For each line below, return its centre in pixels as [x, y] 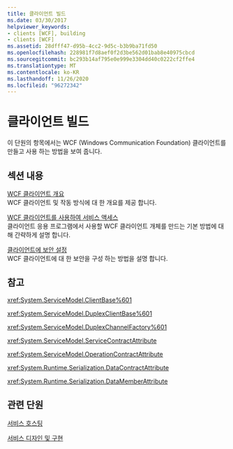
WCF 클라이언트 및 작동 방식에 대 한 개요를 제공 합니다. [82, 202]
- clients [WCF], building [46, 33]
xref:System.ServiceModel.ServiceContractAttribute [82, 341]
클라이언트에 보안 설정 [37, 250]
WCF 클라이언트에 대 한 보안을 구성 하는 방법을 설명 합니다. [88, 258]
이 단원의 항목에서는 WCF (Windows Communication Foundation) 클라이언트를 [117, 143]
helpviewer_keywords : [39, 27]
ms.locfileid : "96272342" [45, 85]
